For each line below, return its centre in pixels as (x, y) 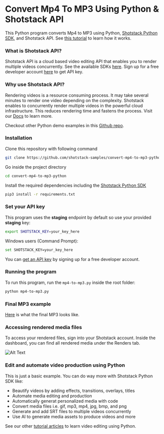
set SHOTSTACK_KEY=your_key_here (39, 250)
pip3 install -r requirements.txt (40, 194)
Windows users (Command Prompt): (42, 241)
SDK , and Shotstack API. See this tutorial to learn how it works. (68, 38)
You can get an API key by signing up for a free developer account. (72, 259)
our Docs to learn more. (29, 116)
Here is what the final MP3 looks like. (42, 314)
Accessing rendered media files (43, 327)
